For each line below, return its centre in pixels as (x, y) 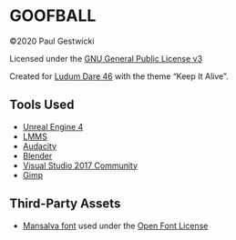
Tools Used (42, 105)
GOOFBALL (53, 16)
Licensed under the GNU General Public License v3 (106, 58)
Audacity (40, 145)
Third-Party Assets (65, 204)
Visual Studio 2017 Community (80, 165)
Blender (37, 155)
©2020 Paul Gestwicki (52, 41)
